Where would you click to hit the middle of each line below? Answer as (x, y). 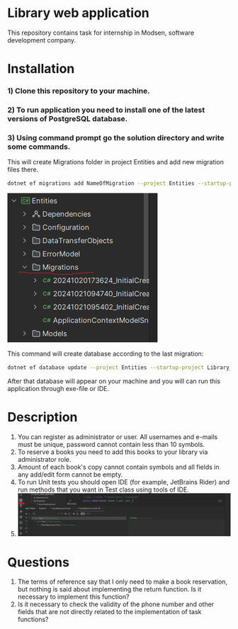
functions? (33, 619)
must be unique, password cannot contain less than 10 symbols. (111, 444)
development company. (42, 40)
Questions (38, 562)
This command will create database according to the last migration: (106, 354)
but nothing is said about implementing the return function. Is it (109, 589)
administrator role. (44, 459)
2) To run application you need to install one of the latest (106, 110)
